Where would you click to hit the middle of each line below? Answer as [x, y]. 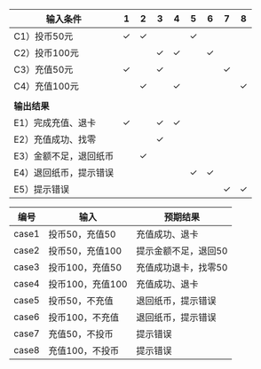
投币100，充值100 [88, 284]
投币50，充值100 [85, 251]
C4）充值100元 [47, 86]
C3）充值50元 [43, 70]
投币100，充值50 [85, 267]
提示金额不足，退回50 [182, 251]
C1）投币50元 [43, 36]
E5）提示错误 [41, 189]
